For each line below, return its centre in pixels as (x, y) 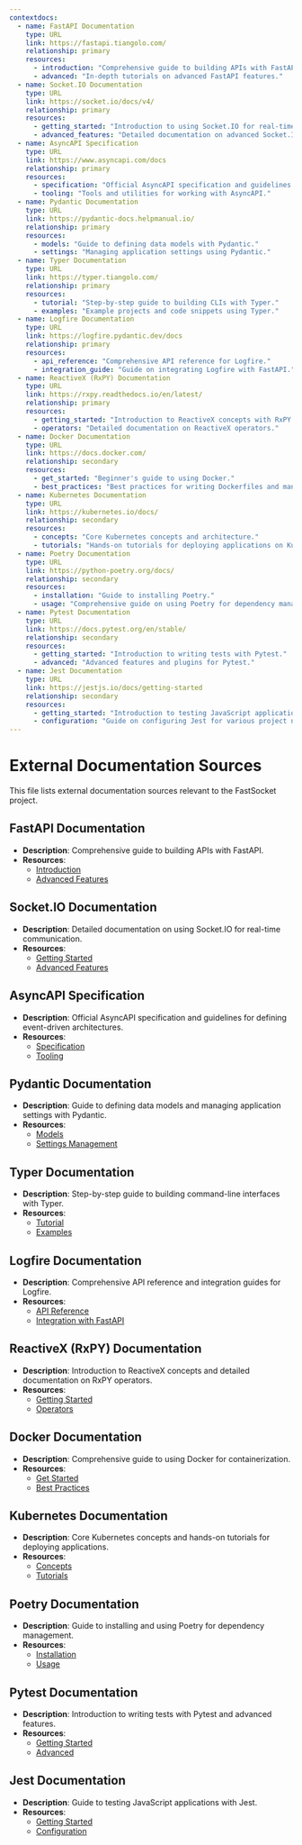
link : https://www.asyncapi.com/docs (96, 160)
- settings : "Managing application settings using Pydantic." (152, 252)
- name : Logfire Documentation (76, 319)
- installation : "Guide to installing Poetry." (124, 595)
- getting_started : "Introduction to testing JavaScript (142, 713)
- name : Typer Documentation (72, 261)
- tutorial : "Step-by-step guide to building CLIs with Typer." (156, 303)
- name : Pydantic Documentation (78, 202)
